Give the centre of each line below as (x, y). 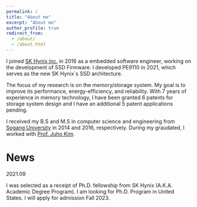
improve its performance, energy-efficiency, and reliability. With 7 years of (96, 91)
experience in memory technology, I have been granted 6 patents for (90, 97)
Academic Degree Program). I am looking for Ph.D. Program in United (90, 191)
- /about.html (29, 45)
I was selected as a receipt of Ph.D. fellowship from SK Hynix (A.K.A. (89, 185)
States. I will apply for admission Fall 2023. (58, 198)
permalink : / (22, 11)
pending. (17, 110)
